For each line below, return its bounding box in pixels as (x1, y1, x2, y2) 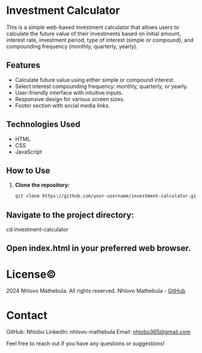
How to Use (6, 165, 51, 175)
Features (6, 60, 40, 70)
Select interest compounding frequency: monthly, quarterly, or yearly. (14, 83, 188, 90)
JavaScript (14, 148, 42, 155)
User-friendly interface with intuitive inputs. (14, 89, 124, 96)
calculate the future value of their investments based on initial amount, (6, 30, 181, 37)
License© (6, 267, 56, 281)
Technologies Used (6, 119, 80, 130)
